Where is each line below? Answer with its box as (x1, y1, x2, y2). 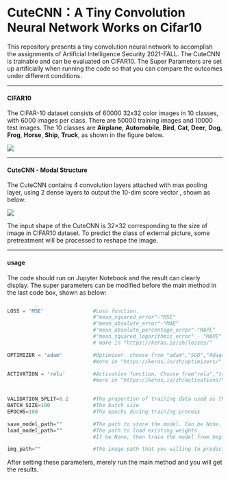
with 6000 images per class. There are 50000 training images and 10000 (7, 116, 214, 125)
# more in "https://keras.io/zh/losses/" (92, 339, 213, 346)
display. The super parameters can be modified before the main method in (7, 281, 217, 289)
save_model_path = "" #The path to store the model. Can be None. (7, 421, 222, 428)
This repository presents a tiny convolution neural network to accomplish (7, 42, 214, 51)
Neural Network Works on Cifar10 (7, 20, 203, 36)
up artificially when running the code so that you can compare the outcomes (7, 64, 223, 73)
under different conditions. (7, 71, 82, 79)
